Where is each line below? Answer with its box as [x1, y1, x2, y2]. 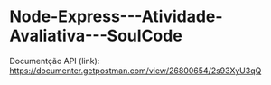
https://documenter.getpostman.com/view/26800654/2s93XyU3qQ [9, 65, 262, 76]
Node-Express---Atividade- [9, 6, 223, 27]
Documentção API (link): [9, 55, 100, 66]
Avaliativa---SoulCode [9, 25, 182, 46]
